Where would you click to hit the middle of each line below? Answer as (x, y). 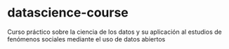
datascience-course (68, 13)
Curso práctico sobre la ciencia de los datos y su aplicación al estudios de (115, 32)
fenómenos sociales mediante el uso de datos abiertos (86, 39)
